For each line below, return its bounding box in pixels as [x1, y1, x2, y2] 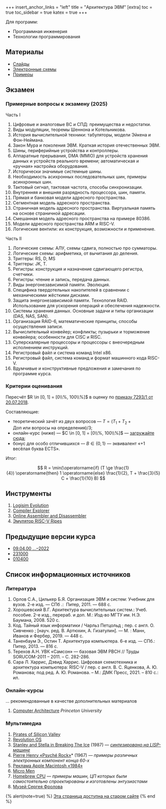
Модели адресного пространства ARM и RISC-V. [12, 221, 115, 227]
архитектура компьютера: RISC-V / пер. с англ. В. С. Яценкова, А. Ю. [12, 664, 158, 670]
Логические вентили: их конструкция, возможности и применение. [12, 226, 156, 232]
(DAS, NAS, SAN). [12, 313, 49, 319]
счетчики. [12, 271, 34, 277]
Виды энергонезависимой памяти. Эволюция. [12, 282, 110, 288]
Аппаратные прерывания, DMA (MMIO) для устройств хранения [12, 153, 148, 159]
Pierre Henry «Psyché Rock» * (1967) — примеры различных [12, 752, 138, 758]
